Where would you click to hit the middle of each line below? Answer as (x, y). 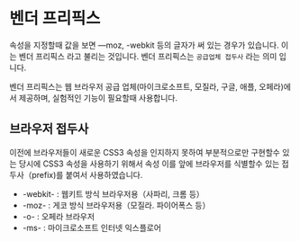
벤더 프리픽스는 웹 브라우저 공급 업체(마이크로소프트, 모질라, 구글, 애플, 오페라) (146, 86)
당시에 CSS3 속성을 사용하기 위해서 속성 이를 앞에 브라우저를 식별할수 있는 (149, 164)
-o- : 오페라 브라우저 (59, 216)
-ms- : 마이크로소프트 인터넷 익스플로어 (92, 228)
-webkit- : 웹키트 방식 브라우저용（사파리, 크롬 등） (113, 193)
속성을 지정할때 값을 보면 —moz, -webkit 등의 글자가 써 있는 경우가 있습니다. (144, 45)
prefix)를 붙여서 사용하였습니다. (87, 174)
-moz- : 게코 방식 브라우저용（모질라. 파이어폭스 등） (116, 205)
